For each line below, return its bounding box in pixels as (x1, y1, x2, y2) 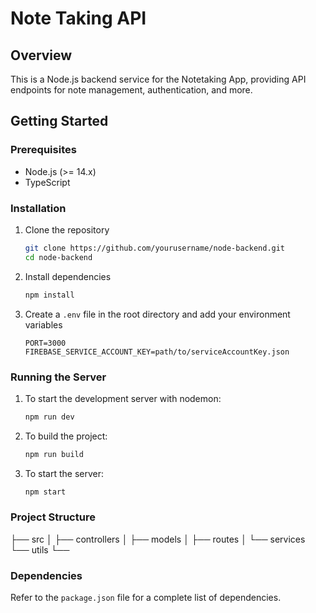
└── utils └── (10, 543, 70, 556)
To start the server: (24, 467, 105, 479)
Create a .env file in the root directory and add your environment (24, 308, 291, 320)
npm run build (24, 449, 84, 459)
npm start (24, 487, 67, 497)
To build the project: (24, 430, 108, 442)
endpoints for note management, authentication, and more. (10, 84, 253, 96)
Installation (10, 201, 67, 215)
